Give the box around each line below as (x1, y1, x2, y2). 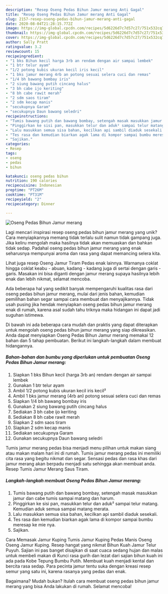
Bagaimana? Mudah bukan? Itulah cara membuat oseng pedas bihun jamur (5, 578, 159, 584)
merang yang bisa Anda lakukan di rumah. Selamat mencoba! (5, 584, 132, 590)
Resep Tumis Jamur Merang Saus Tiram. (5, 466, 89, 472)
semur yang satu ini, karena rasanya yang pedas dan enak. (5, 569, 127, 575)
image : (5, 26, 19, 31)
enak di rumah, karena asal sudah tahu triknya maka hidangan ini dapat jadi (5, 307, 161, 313)
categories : (5, 141, 30, 147)
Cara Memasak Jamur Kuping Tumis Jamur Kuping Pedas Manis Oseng (5, 537, 152, 543)
